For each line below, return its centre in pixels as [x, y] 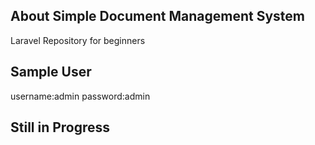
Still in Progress [60, 127]
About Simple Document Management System [157, 16]
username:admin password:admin [80, 96]
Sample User [51, 72]
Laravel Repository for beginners [78, 40]
